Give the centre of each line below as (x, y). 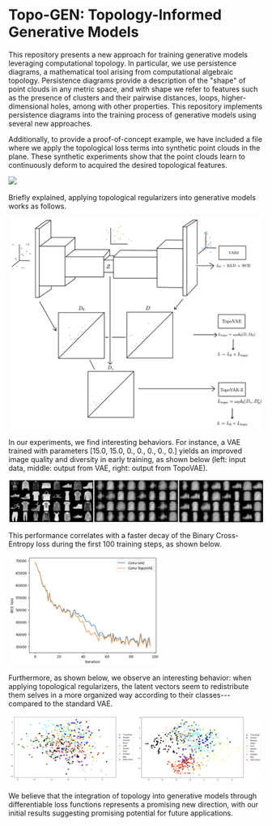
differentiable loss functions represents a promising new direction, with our (134, 805)
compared (25, 704)
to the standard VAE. (79, 704)
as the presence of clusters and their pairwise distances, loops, (114, 97)
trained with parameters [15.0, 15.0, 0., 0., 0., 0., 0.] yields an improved (125, 451)
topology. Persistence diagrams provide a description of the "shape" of (127, 80)
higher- (234, 97)
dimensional (29, 106)
